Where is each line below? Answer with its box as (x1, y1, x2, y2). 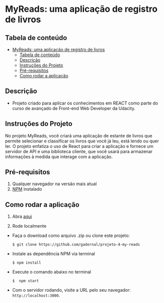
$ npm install (12, 260, 41, 266)
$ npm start (12, 278, 39, 284)
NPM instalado (12, 186, 42, 192)
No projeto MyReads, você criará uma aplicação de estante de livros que (5, 133, 153, 138)
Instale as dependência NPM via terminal (12, 251, 95, 257)
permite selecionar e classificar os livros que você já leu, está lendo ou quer (5, 138, 159, 144)
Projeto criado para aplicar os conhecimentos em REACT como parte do (12, 100, 158, 106)
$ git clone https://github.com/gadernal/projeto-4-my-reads (12, 242, 140, 247)
